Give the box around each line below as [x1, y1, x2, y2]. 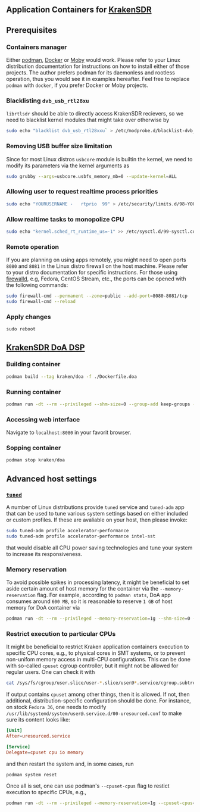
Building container [6, 360, 61, 368]
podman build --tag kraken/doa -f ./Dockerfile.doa [6, 373, 137, 380]
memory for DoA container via [6, 604, 80, 611]
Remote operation [6, 242, 60, 251]
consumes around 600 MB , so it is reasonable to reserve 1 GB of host [6, 598, 173, 605]
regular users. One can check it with [6, 669, 95, 676]
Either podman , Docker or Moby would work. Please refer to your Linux [6, 57, 180, 64]
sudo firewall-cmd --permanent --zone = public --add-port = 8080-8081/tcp [6, 293, 187, 299]
